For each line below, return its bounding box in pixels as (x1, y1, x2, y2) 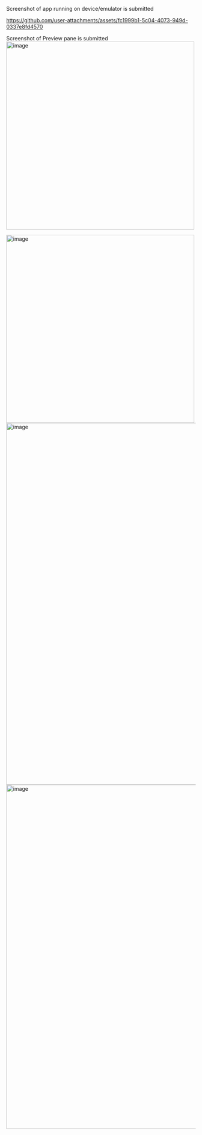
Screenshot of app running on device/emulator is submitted (6, 5, 154, 12)
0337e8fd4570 (6, 23, 43, 30)
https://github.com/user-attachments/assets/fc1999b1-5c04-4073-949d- (6, 17, 188, 23)
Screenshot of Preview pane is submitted (6, 35, 108, 42)
